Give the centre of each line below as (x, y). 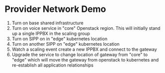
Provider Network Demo (55, 9)
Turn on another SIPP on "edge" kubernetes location (66, 44)
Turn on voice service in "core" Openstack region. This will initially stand (86, 28)
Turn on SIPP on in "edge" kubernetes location (60, 39)
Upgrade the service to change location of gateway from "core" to (80, 54)
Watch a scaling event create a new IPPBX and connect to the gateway (84, 49)
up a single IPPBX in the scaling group (51, 33)
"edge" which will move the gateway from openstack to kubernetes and (85, 60)
